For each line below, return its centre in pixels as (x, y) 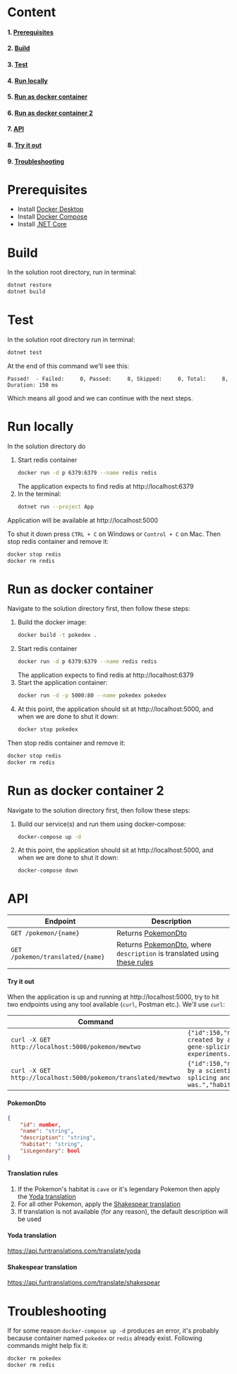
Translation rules (33, 1173)
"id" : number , (41, 1125)
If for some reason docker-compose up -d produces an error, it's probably (113, 1331)
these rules (135, 962)
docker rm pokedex (34, 1358)
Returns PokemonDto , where (164, 944)
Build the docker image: (52, 622)
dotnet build (26, 292)
